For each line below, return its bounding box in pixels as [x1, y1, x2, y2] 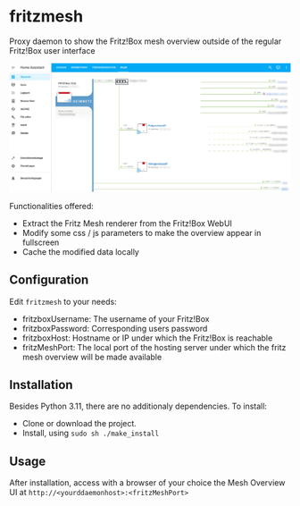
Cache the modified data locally [21, 246, 140, 257]
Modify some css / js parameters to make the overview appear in [21, 227, 262, 238]
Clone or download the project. [21, 418, 137, 429]
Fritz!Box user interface [9, 45, 96, 55]
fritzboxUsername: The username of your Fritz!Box [21, 313, 210, 324]
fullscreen [21, 237, 60, 248]
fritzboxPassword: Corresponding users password [21, 323, 208, 333]
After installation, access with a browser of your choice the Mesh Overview [9, 477, 286, 488]
